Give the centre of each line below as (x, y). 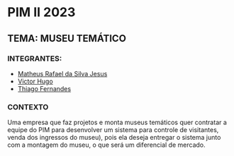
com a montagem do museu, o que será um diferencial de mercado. (106, 145)
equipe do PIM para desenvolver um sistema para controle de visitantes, (113, 130)
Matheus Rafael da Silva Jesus (62, 73)
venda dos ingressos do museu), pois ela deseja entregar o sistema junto (114, 138)
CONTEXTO (28, 107)
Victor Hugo (35, 81)
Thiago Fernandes (44, 88)
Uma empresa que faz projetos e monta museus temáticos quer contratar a (117, 122)
